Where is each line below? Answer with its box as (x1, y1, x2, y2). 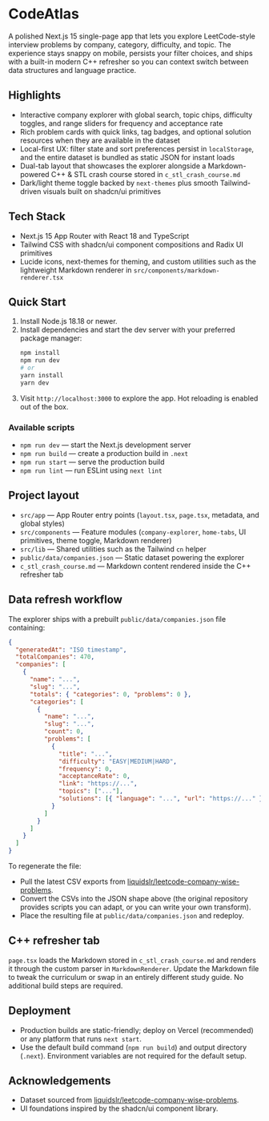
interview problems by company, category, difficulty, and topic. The (8, 39, 231, 49)
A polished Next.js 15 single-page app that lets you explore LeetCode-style (8, 31, 256, 41)
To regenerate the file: (8, 861, 82, 871)
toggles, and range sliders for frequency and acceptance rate (19, 118, 223, 128)
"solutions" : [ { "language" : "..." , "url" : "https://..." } (58, 795, 263, 803)
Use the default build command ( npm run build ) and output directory (19, 1042, 247, 1052)
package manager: (19, 333, 82, 343)
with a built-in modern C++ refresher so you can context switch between (8, 57, 249, 67)
